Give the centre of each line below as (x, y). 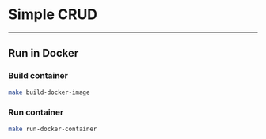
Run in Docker (44, 53)
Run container (36, 112)
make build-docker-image (49, 92)
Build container (38, 76)
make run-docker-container (53, 129)
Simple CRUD (53, 15)
